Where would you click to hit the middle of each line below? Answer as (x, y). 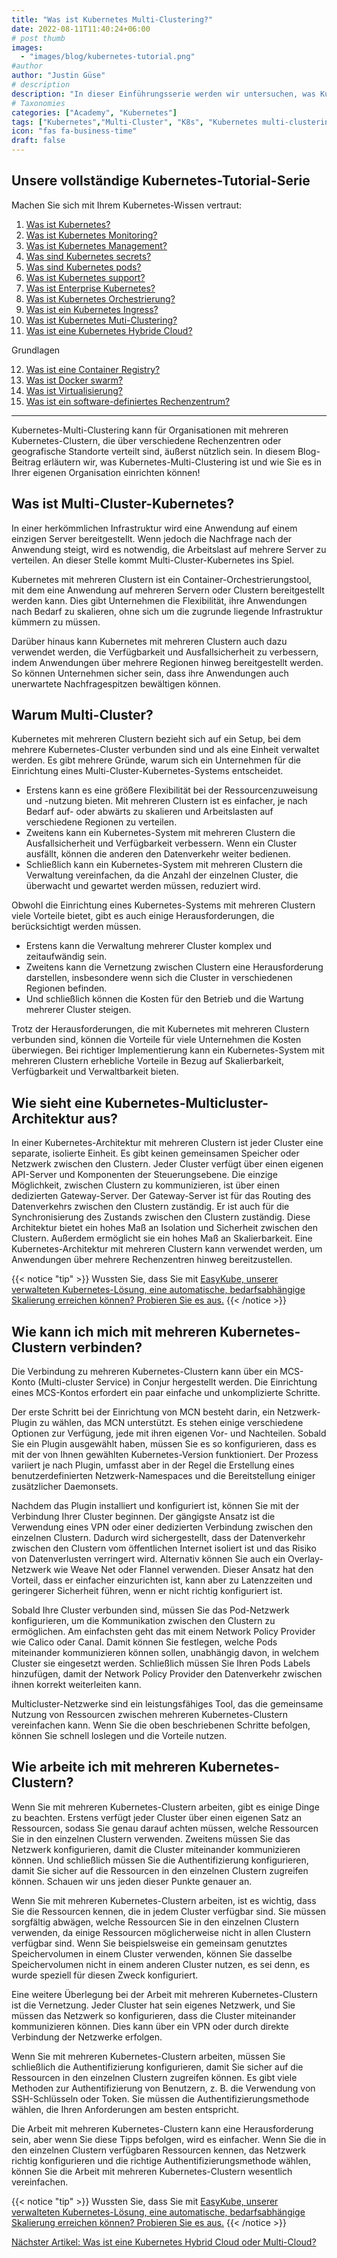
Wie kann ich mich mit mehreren (114, 1331)
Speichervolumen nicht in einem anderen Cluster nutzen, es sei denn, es (161, 1964)
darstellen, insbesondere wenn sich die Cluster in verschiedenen (159, 978)
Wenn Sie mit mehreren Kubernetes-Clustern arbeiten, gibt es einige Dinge (165, 1807)
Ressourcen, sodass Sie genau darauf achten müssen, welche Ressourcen (165, 1828)
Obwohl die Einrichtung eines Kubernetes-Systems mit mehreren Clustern (163, 905)
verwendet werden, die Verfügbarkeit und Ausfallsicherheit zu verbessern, (165, 652)
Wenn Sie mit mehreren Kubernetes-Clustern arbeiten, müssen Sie (148, 2056)
